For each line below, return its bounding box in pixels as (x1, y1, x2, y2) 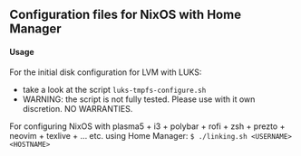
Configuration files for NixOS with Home (9, 7, 242, 23)
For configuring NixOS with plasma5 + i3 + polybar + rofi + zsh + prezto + (9, 121, 286, 132)
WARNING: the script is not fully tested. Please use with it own (22, 94, 256, 105)
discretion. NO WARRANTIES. (22, 103, 133, 114)
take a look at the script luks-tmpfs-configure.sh (22, 84, 207, 95)
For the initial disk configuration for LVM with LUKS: (9, 67, 202, 78)
